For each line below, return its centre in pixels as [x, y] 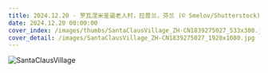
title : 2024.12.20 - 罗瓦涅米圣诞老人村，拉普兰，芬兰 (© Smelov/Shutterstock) [134, 15]
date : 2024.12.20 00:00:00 [53, 23]
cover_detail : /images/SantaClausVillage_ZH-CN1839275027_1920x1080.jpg [132, 38]
